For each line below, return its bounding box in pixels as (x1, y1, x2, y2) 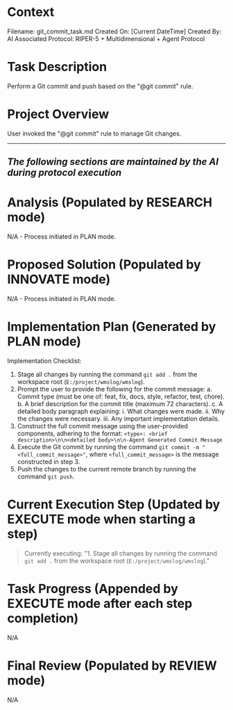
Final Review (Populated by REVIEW (7, 658, 217, 674)
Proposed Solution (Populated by (7, 257, 201, 273)
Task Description (7, 59, 107, 75)
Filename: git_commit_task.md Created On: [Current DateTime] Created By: (7, 27, 222, 35)
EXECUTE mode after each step (7, 596, 193, 612)
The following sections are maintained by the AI (7, 156, 219, 168)
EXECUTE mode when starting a (7, 512, 196, 527)
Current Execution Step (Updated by (7, 497, 221, 513)
